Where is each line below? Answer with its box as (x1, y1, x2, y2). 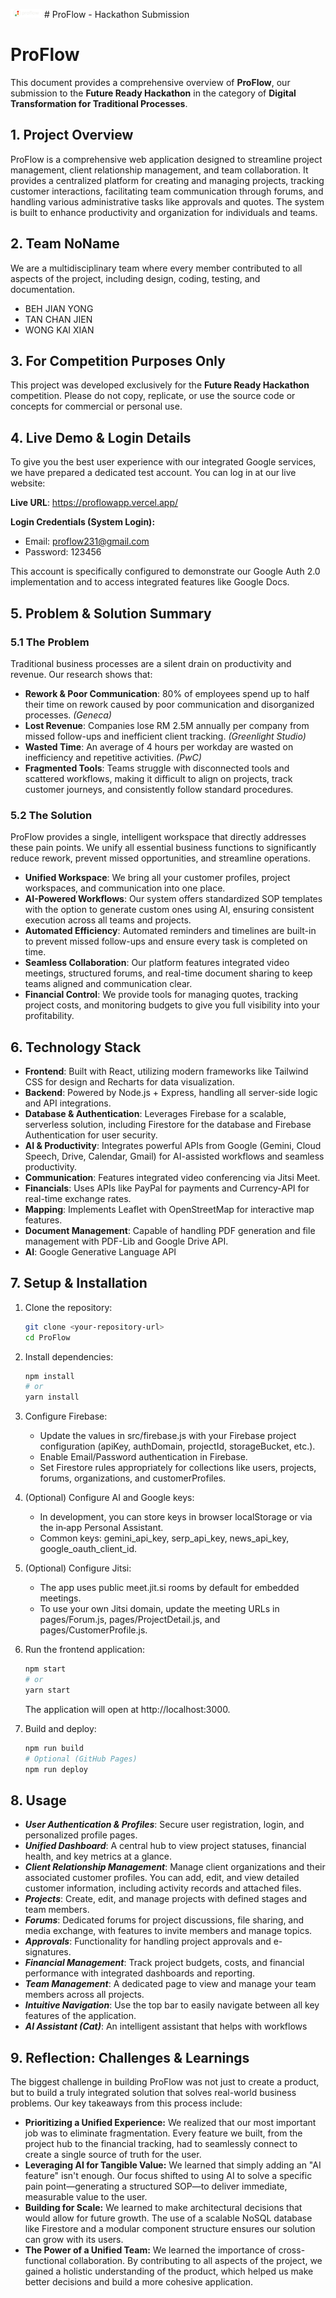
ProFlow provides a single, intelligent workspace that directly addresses (10, 831, 307, 843)
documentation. (10, 283, 76, 295)
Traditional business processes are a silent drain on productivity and (10, 657, 292, 669)
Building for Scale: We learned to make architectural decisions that (24, 2202, 303, 2214)
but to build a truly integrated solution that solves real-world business (10, 2087, 297, 2099)
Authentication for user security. (24, 1129, 158, 1141)
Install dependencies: (24, 1350, 114, 1363)
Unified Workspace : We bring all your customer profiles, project (24, 872, 291, 884)
